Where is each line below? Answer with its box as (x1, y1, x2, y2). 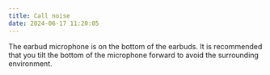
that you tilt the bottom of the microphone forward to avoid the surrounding (8, 50, 259, 60)
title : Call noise (8, 11, 70, 20)
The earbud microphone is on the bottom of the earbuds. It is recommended (8, 41, 263, 51)
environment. (8, 58, 53, 69)
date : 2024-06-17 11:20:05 (8, 19, 99, 27)
